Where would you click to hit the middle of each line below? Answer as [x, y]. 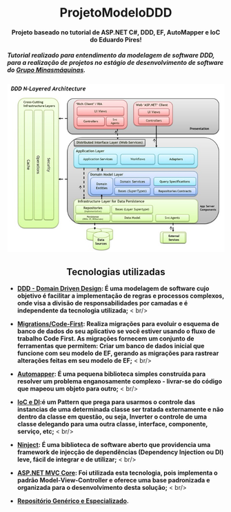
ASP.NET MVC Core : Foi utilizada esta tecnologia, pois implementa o [118, 473]
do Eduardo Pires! [116, 39]
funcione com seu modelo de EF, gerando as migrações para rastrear [118, 353]
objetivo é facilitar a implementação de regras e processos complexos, [120, 296]
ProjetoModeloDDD [116, 13]
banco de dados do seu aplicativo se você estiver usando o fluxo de [116, 331]
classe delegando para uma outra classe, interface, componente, [112, 424]
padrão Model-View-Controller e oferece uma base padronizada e [113, 480]
